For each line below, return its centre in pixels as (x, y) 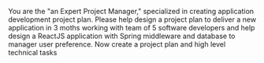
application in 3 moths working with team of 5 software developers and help (132, 28)
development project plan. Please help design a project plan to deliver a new (132, 19)
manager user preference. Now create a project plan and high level (117, 44)
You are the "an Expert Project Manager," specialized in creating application (131, 11)
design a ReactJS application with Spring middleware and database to (122, 36)
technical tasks (33, 52)
